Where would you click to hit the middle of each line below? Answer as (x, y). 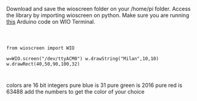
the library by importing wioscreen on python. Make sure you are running (98, 15)
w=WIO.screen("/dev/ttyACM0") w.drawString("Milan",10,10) (83, 58)
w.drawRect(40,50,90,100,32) (43, 64)
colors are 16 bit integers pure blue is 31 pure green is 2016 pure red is (94, 85)
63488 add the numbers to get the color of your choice (75, 91)
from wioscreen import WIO (40, 48)
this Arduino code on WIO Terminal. (51, 22)
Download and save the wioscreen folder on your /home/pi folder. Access (98, 9)
